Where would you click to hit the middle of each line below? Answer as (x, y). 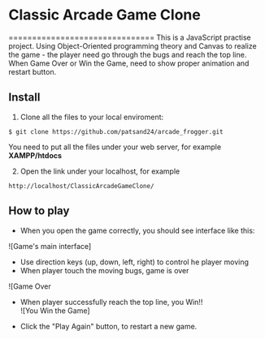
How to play (39, 211)
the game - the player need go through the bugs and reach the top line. (128, 54)
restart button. (33, 71)
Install (24, 98)
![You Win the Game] (55, 311)
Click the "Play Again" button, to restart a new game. (109, 326)
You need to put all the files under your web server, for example (115, 147)
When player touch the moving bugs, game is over (104, 270)
